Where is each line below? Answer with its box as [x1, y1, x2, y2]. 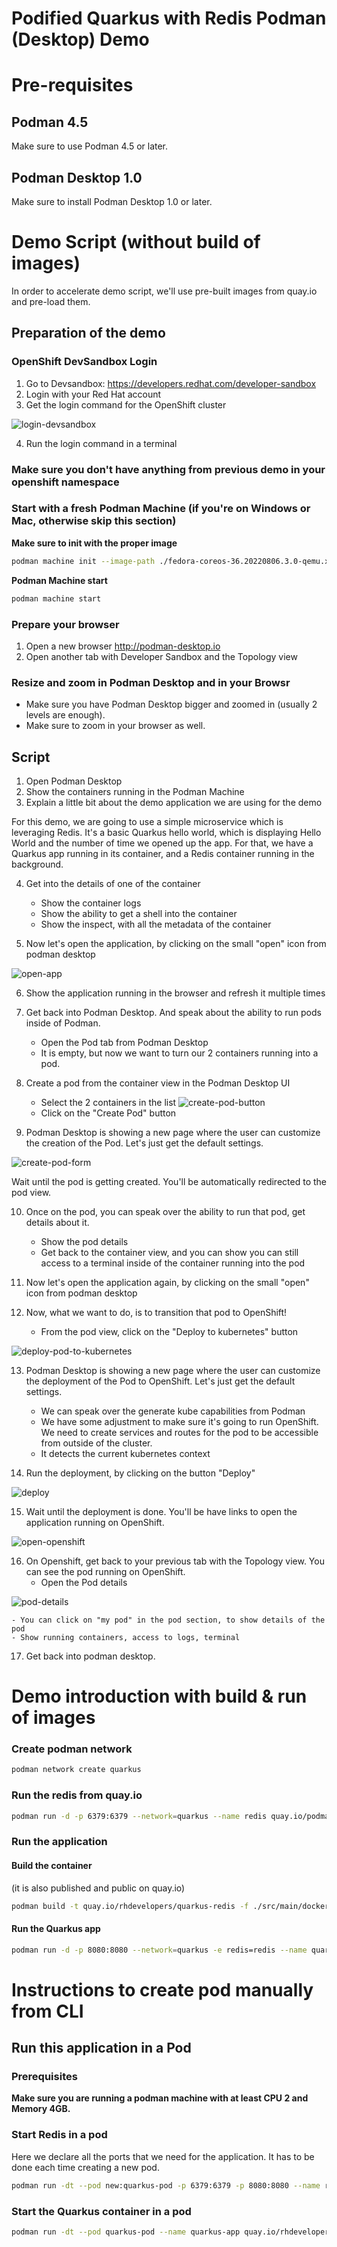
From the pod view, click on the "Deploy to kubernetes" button [40, 1326, 299, 1337]
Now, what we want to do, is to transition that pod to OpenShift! [25, 1307, 288, 1318]
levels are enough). [25, 709, 106, 721]
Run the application [11, 1835, 108, 1849]
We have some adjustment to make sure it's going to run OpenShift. [40, 1416, 319, 1427]
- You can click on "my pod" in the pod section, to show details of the [11, 1615, 326, 1625]
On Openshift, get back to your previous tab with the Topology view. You [25, 1555, 325, 1567]
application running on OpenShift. [25, 1517, 165, 1528]
